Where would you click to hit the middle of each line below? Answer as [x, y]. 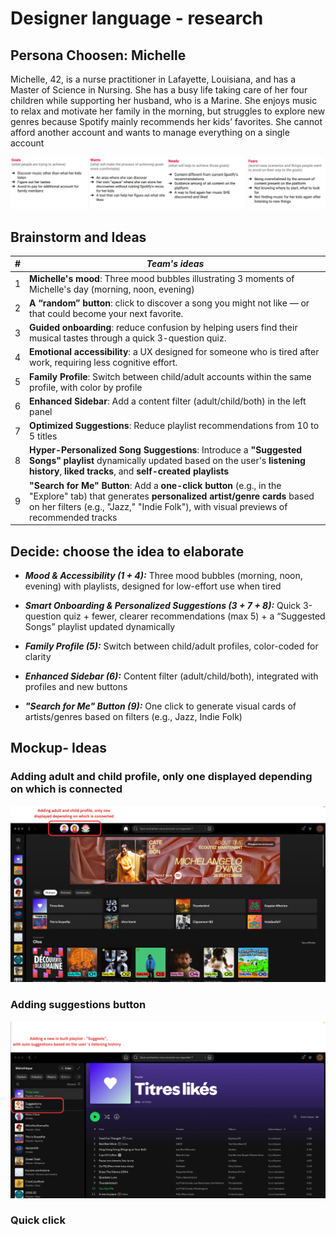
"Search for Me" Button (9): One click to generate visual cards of [160, 706]
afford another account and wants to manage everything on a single [150, 132]
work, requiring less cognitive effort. [103, 363]
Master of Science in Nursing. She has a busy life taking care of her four [159, 90]
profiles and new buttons [76, 687]
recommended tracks [73, 517]
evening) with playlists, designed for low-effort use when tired [153, 586]
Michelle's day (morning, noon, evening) [112, 289]
